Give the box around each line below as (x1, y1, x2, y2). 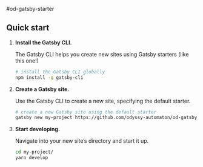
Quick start (6, 22, 50, 33)
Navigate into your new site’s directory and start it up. (15, 137, 149, 145)
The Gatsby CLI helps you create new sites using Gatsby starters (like (15, 50, 189, 58)
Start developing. (15, 126, 61, 133)
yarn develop (15, 155, 48, 161)
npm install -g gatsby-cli (15, 74, 84, 81)
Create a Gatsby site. (15, 85, 70, 93)
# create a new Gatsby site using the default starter (15, 109, 157, 115)
